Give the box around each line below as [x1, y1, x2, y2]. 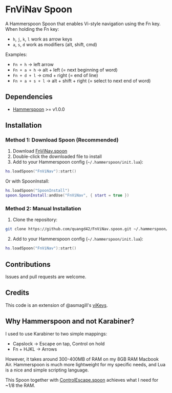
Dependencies [5, 92, 53, 101]
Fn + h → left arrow [12, 61, 54, 67]
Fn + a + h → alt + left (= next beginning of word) [12, 67, 118, 73]
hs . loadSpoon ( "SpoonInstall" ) [5, 188, 70, 193]
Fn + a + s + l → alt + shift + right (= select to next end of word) [12, 77, 151, 84]
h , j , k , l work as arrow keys [12, 36, 73, 42]
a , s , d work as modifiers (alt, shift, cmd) [12, 41, 97, 47]
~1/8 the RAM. [5, 382, 35, 388]
